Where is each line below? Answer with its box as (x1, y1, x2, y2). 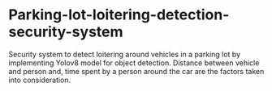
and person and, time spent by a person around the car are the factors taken (8, 66, 265, 76)
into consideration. (8, 75, 71, 85)
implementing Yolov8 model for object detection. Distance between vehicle (8, 58, 260, 68)
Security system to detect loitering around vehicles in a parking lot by (8, 49, 241, 59)
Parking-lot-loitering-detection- (8, 6, 230, 24)
